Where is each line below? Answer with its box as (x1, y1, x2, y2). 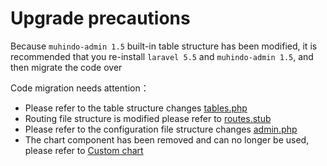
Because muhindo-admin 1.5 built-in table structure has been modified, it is (10, 40, 318, 52)
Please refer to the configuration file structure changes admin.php (24, 123, 298, 135)
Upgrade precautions (10, 7, 191, 30)
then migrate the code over (10, 61, 123, 73)
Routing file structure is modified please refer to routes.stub (24, 112, 272, 124)
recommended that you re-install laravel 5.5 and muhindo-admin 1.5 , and (10, 50, 314, 62)
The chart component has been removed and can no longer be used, (24, 133, 310, 146)
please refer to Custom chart (24, 144, 144, 156)
